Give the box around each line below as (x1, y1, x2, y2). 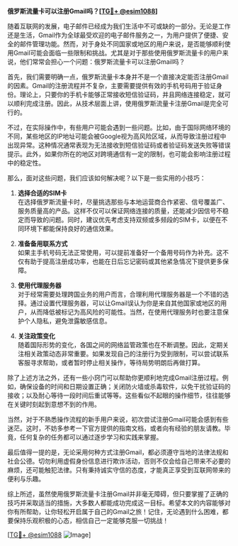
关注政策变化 (17, 332, 55, 340)
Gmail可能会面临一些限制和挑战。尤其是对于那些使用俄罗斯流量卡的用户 (13, 49, 223, 57)
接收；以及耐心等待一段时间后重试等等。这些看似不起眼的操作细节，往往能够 (7, 391, 231, 400)
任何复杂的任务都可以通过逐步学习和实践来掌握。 (19, 433, 163, 441)
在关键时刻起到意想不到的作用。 (7, 400, 101, 408)
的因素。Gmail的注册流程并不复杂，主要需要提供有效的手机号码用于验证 (7, 82, 217, 89)
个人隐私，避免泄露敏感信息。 (23, 317, 111, 325)
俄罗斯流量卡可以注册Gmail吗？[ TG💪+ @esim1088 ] (7, 7, 158, 15)
